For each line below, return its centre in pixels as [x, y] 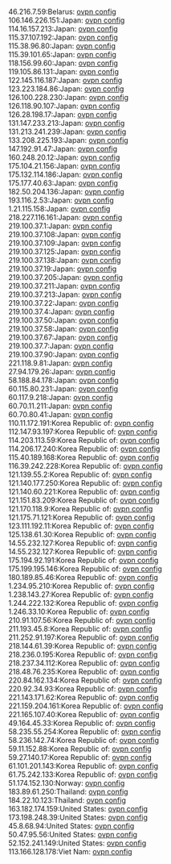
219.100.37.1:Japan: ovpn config [60, 226]
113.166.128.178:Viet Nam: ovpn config [70, 851]
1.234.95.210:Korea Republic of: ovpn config [81, 586]
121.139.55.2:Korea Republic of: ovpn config [80, 474]
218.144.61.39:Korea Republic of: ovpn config [83, 646]
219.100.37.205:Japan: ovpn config [65, 277]
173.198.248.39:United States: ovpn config [78, 817]
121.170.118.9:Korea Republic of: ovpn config [81, 509]
